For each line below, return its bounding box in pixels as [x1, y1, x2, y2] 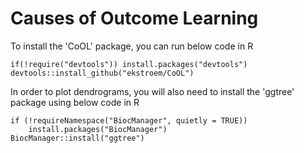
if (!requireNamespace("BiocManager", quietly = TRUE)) [10, 115, 248, 126]
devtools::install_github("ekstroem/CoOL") [10, 68, 195, 78]
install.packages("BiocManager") [28, 124, 168, 134]
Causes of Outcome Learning [10, 7, 259, 30]
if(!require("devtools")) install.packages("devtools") [10, 59, 248, 69]
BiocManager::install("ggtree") [10, 133, 145, 143]
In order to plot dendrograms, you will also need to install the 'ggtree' [10, 85, 295, 97]
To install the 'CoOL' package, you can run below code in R [10, 40, 254, 52]
